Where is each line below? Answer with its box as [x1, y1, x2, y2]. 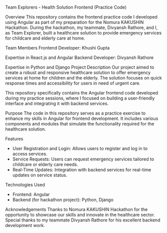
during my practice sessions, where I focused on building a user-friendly [5, 95, 155, 101]
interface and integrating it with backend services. [5, 100, 109, 106]
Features [5, 136, 23, 141]
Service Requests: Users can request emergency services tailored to [12, 156, 154, 162]
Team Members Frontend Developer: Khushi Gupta [5, 45, 110, 50]
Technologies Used [5, 182, 45, 187]
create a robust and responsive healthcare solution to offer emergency [5, 69, 151, 75]
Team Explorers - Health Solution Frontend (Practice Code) [5, 4, 126, 10]
